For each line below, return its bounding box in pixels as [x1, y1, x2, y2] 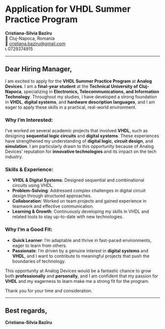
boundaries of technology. [12, 258, 66, 264]
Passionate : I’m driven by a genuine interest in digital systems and [12, 247, 149, 254]
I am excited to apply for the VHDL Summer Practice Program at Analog [5, 78, 152, 84]
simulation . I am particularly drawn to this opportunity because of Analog [5, 144, 154, 150]
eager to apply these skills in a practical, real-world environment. [5, 104, 137, 110]
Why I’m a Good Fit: [5, 226, 53, 233]
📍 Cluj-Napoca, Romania [5, 35, 55, 41]
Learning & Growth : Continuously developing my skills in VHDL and [12, 209, 149, 214]
